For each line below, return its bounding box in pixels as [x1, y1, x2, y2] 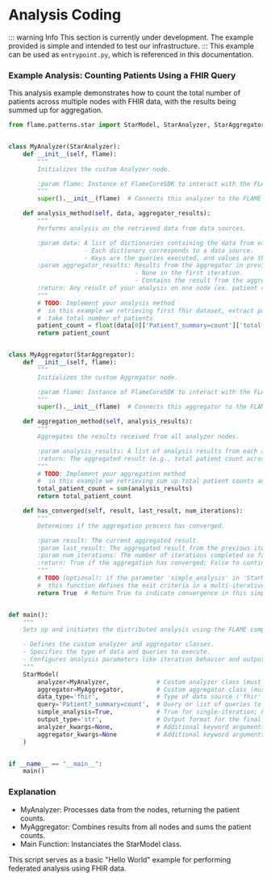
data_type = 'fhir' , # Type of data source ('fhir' [37, 693, 262, 701]
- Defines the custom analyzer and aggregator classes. [23, 640, 215, 648]
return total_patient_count [37, 492, 131, 500]
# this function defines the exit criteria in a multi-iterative [37, 581, 265, 589]
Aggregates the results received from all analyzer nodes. [37, 432, 240, 441]
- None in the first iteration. [134, 269, 244, 277]
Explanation [8, 786, 56, 798]
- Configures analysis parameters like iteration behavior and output [23, 655, 265, 664]
